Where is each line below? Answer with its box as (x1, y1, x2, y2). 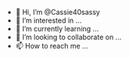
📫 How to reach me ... (15, 42, 88, 50)
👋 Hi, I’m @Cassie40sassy (15, 8, 100, 16)
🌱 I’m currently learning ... (15, 24, 99, 33)
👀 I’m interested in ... (15, 16, 82, 25)
